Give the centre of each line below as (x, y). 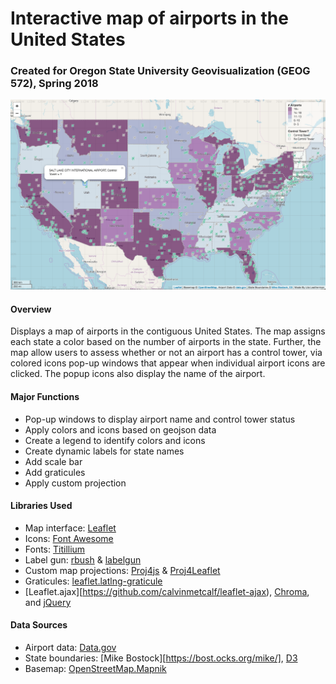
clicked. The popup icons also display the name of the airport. (138, 374)
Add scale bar (53, 461)
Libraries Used (41, 506)
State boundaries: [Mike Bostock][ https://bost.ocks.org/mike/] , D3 (161, 658)
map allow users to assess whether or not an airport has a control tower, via (166, 353)
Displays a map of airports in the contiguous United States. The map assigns (168, 331)
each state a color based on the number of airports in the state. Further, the (166, 342)
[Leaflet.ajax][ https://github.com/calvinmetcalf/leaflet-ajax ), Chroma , (167, 591)
